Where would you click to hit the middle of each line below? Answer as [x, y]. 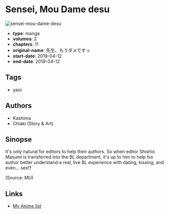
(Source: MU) [20, 178]
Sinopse [19, 139]
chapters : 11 [25, 44]
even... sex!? [19, 168]
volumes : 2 [25, 39]
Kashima [22, 118]
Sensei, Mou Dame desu [58, 9]
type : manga [26, 33]
